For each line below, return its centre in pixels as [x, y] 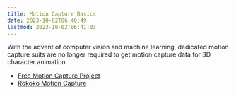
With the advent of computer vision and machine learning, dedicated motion [118, 47]
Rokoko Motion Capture [52, 83]
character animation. [37, 62]
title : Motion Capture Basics [52, 14]
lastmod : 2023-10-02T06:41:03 [52, 27]
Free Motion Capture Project [59, 76]
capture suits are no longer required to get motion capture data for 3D [109, 54]
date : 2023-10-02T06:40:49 [47, 20]
